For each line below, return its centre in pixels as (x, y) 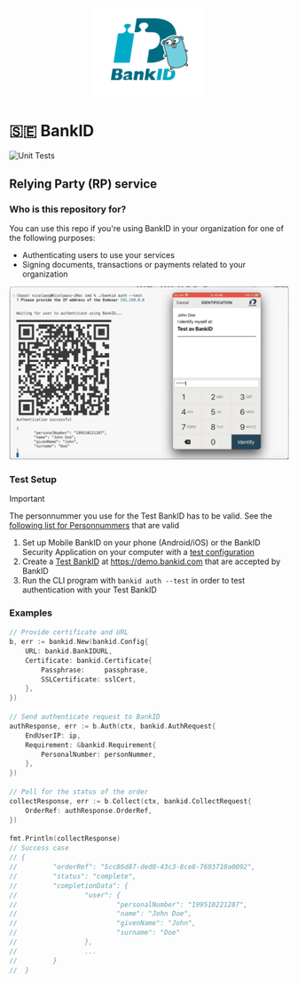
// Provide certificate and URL (69, 633)
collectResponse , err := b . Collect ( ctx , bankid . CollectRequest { (130, 801)
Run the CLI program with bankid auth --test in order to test (133, 580)
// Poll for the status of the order (79, 792)
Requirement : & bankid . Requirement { (91, 745)
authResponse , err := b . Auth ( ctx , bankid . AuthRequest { (113, 726)
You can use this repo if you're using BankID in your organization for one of (146, 229)
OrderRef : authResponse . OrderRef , (89, 810)
